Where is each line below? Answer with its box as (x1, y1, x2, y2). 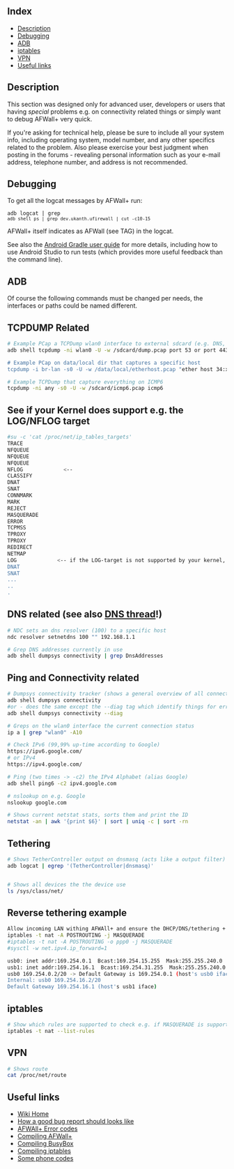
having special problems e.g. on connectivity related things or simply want (7, 107, 221, 116)
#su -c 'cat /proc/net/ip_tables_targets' (7, 434, 132, 441)
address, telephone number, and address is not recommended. (7, 158, 188, 166)
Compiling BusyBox (17, 1140, 74, 1148)
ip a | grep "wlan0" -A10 (7, 729, 82, 736)
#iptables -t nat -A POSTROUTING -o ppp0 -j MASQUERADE (7, 938, 173, 945)
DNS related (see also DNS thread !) (7, 608, 162, 620)
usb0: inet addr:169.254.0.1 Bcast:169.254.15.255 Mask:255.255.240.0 (7, 957, 223, 965)
